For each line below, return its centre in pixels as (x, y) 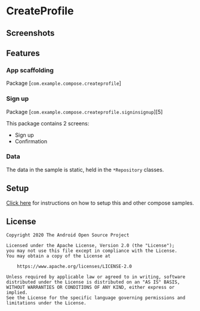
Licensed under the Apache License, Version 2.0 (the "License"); (90, 246)
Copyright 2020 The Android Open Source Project (68, 235)
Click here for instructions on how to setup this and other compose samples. (100, 203)
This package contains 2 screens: (48, 123)
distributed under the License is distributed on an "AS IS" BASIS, (93, 282)
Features (23, 53)
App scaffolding (30, 70)
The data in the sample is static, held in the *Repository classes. (85, 170)
